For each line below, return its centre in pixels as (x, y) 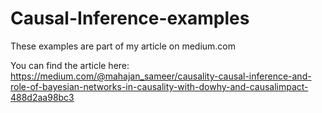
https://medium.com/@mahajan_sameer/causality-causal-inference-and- (161, 76)
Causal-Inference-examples (130, 18)
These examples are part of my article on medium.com (123, 46)
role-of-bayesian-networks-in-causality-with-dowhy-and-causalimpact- (159, 86)
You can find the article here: (70, 65)
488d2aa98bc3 (42, 97)
